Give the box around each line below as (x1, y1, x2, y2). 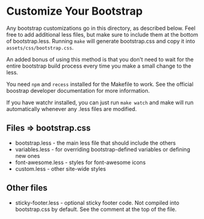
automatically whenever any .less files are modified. (6, 105, 137, 112)
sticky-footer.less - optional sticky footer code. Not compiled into (15, 199, 180, 206)
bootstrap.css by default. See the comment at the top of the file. (15, 206, 177, 213)
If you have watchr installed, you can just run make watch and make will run (6, 99, 194, 106)
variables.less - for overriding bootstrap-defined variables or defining (15, 145, 191, 153)
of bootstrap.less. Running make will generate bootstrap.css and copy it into (6, 37, 195, 45)
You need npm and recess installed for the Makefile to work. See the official (6, 81, 194, 88)
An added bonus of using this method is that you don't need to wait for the (6, 56, 194, 63)
